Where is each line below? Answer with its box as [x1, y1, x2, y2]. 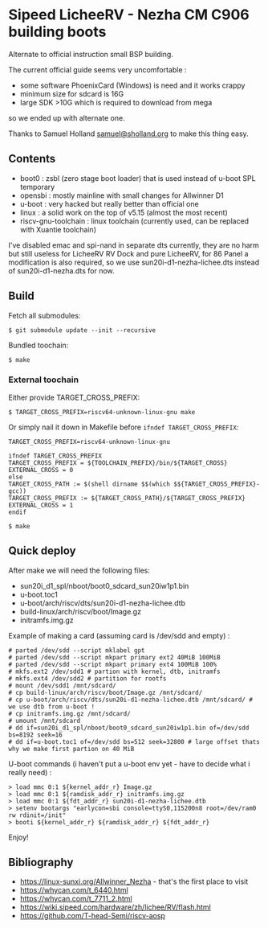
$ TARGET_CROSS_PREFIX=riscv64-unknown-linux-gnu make [8, 408, 196, 416]
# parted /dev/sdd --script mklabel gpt [8, 646, 146, 655]
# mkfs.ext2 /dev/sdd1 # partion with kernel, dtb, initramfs [8, 667, 221, 675]
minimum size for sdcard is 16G [19, 88, 124, 98]
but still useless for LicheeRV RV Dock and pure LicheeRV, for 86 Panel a [8, 248, 249, 258]
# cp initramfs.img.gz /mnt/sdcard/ [8, 709, 131, 717]
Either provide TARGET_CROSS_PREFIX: [8, 392, 140, 402]
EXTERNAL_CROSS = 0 [8, 466, 74, 474]
